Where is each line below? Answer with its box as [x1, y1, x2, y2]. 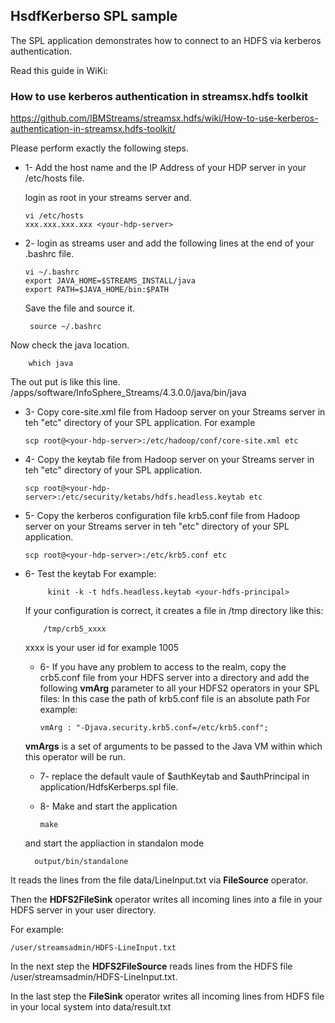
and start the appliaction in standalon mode [24, 837, 205, 849]
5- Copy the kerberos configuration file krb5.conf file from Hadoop [24, 510, 301, 522]
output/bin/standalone [34, 857, 129, 867]
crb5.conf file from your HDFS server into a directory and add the [39, 672, 310, 684]
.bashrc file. [24, 248, 75, 260]
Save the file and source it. [24, 302, 135, 314]
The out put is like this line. [10, 376, 121, 388]
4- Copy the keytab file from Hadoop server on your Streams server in [24, 454, 315, 466]
